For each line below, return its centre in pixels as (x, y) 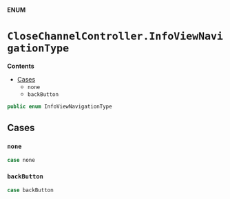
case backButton (30, 190)
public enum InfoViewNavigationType (60, 106)
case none (21, 160)
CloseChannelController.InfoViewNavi (115, 37)
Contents (21, 66)
